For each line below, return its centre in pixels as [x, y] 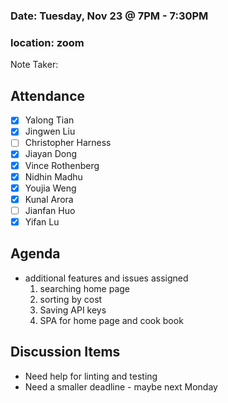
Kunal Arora [49, 199]
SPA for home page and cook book [111, 320]
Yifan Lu [42, 221]
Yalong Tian [49, 120]
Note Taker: [34, 65]
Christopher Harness [68, 143]
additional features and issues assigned [106, 278]
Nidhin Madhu [53, 176]
